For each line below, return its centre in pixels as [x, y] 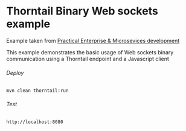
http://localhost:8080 [35, 122]
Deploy [15, 72]
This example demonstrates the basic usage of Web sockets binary [90, 52]
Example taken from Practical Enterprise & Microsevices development [93, 40]
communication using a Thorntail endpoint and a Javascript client [88, 59]
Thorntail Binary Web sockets [82, 11]
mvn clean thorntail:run [37, 91]
